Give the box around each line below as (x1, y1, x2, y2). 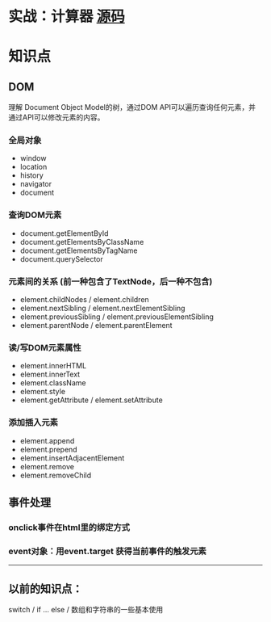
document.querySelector (19, 254, 103, 263)
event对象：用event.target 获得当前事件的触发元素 (8, 545, 207, 557)
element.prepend (19, 444, 78, 454)
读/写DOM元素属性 (8, 343, 82, 353)
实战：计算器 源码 (8, 7, 125, 26)
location (19, 162, 48, 172)
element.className (19, 378, 86, 388)
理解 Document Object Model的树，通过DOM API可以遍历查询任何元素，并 (8, 103, 256, 112)
